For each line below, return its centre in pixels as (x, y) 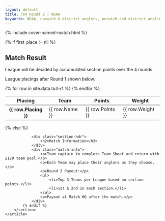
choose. (147, 163)
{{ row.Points (100, 110)
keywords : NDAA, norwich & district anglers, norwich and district (76, 19)
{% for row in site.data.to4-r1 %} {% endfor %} (53, 88)
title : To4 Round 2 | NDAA (33, 14)
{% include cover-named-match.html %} (46, 33)
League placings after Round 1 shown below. (50, 79)
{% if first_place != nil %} (30, 42)
